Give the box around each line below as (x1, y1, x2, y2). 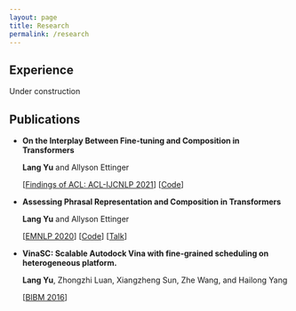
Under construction (9, 86, 81, 97)
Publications (9, 112, 81, 127)
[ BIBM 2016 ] (21, 292, 68, 302)
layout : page (9, 12, 58, 22)
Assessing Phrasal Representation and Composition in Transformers (21, 196, 282, 207)
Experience (9, 62, 74, 77)
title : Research (9, 21, 69, 30)
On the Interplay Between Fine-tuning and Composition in (21, 135, 240, 146)
